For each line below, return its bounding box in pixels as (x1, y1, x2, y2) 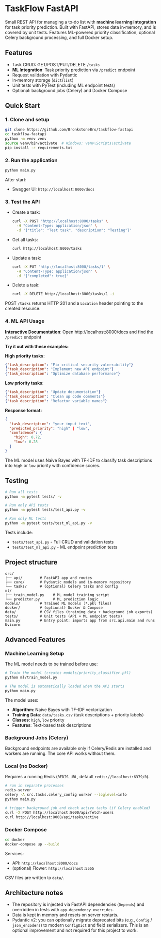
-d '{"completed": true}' (16, 273, 69, 278)
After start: (5, 176, 27, 183)
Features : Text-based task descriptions (12, 722, 91, 728)
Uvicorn (5, 622, 21, 627)
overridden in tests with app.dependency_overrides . (12, 907, 114, 913)
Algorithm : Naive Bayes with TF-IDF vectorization (12, 707, 113, 713)
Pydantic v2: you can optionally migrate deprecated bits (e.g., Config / (12, 917, 152, 923)
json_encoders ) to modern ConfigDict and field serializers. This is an (12, 922, 149, 928)
